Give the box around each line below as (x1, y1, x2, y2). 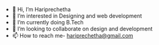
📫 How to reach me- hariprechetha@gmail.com (12, 32, 133, 39)
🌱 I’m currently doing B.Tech (12, 19, 84, 26)
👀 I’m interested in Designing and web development (12, 12, 142, 19)
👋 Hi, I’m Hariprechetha (12, 6, 71, 13)
